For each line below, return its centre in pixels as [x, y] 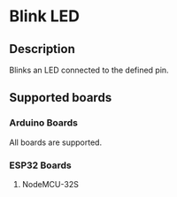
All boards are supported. [56, 142]
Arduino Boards [43, 123]
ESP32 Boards [41, 165]
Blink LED [45, 16]
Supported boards [61, 98]
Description [42, 49]
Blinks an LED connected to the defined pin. [89, 70]
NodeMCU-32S [50, 184]
